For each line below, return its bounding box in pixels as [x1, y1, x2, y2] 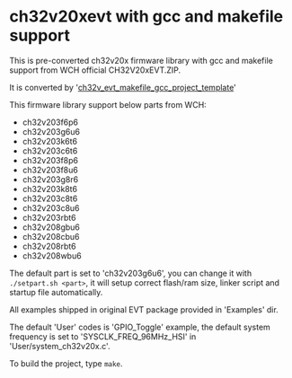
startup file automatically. [9, 286, 103, 297]
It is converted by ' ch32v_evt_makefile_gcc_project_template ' [9, 82, 236, 92]
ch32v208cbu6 [22, 231, 80, 242]
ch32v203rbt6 [22, 212, 76, 223]
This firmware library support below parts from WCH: [9, 99, 207, 110]
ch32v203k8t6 [22, 183, 78, 194]
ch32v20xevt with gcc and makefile [9, 6, 284, 27]
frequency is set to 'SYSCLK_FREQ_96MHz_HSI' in [9, 330, 197, 342]
